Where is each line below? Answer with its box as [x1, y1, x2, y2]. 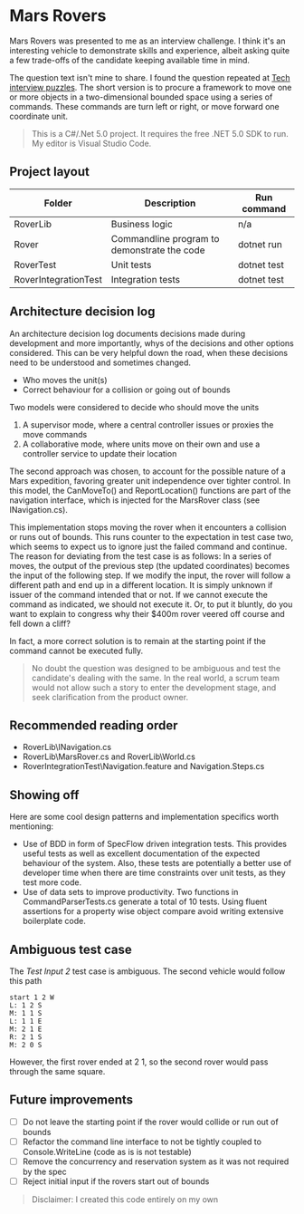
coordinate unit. [9, 111, 69, 121]
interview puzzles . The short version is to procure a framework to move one [9, 82, 292, 92]
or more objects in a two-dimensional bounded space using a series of [9, 92, 273, 102]
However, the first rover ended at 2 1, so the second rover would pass [9, 1056, 269, 1067]
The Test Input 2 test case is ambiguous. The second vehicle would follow [9, 966, 286, 977]
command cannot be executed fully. [9, 645, 144, 656]
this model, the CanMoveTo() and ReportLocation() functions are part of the [9, 485, 291, 496]
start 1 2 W [9, 993, 54, 1002]
